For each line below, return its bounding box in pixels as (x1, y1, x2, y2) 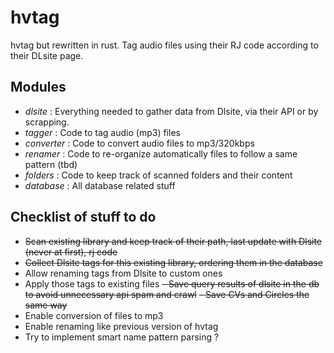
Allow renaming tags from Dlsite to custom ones (24, 267, 223, 279)
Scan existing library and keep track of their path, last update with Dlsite (24, 235, 323, 247)
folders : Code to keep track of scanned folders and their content (24, 169, 293, 181)
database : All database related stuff (24, 179, 176, 191)
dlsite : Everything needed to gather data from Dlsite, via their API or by (24, 105, 319, 117)
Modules (10, 79, 67, 96)
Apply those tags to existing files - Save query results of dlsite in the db (24, 277, 320, 290)
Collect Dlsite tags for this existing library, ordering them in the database (24, 256, 323, 268)
